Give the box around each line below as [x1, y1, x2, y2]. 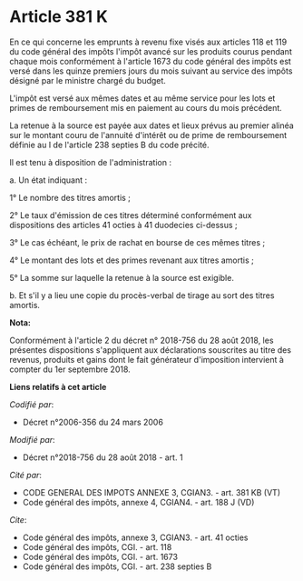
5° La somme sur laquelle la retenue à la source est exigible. [9, 272, 234, 283]
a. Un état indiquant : [9, 175, 88, 185]
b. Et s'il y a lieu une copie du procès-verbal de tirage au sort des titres [9, 289, 275, 301]
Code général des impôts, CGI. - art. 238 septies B [22, 561, 212, 572]
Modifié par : [9, 434, 56, 445]
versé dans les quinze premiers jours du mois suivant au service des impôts [9, 65, 293, 76]
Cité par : [9, 469, 43, 480]
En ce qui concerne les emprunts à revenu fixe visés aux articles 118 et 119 [9, 36, 288, 47]
